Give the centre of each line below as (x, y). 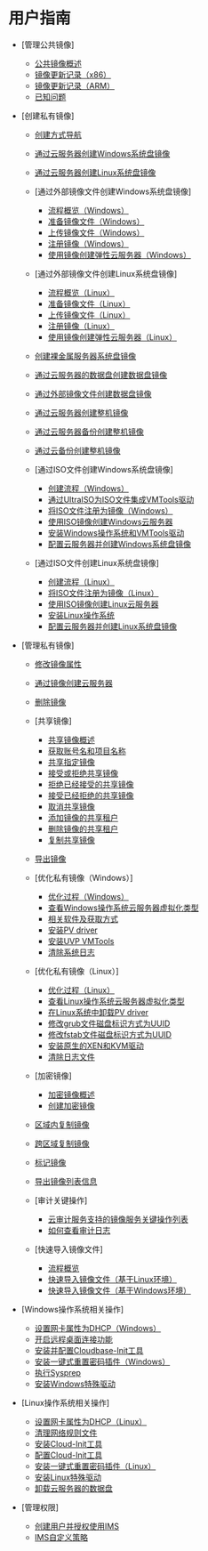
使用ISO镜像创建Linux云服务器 (103, 604)
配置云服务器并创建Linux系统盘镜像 (112, 626)
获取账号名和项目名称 (87, 751)
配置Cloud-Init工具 (68, 1455)
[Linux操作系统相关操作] (65, 1402)
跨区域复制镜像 (62, 1143)
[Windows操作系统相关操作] (72, 1309)
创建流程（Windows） (88, 488)
